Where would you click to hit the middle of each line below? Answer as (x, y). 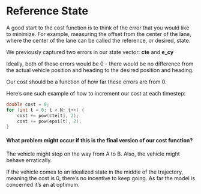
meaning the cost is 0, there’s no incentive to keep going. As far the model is (101, 178)
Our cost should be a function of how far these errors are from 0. (86, 82)
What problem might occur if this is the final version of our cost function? (100, 140)
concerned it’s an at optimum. (43, 184)
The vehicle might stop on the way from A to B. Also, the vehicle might (93, 154)
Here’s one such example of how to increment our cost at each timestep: (96, 93)
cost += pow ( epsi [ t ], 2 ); (49, 121)
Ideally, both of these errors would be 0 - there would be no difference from (100, 64)
